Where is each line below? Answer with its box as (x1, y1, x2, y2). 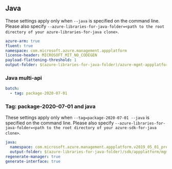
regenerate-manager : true (5, 154, 60, 159)
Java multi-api (5, 74, 42, 81)
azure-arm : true (5, 38, 40, 44)
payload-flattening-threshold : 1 (5, 57, 77, 63)
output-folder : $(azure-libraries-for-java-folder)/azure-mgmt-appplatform (5, 62, 170, 68)
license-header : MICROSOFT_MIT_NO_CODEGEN (5, 53, 97, 58)
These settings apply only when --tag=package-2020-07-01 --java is (5, 115, 150, 121)
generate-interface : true (5, 159, 60, 164)
